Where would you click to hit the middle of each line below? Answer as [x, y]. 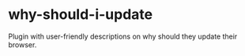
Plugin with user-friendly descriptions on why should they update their [123, 36]
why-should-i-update [80, 15]
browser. [23, 44]
